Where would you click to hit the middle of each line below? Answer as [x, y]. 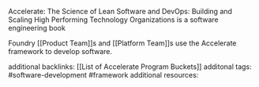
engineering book [37, 28]
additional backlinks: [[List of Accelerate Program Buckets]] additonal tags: [130, 67]
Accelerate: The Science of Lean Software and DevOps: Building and [120, 11]
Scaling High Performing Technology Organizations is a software [113, 20]
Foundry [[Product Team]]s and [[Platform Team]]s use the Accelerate [122, 43]
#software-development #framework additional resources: [103, 75]
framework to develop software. [60, 51]
